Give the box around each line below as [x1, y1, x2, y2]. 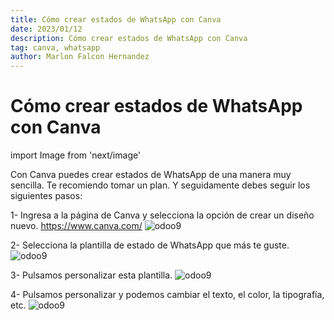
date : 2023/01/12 [10, 24, 83, 34]
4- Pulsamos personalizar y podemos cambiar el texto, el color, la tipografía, [10, 289, 325, 301]
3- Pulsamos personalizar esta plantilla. [10, 269, 173, 281]
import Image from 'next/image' [10, 149, 142, 161]
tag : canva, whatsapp [10, 42, 101, 53]
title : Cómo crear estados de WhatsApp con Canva [10, 14, 222, 25]
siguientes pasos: [10, 190, 83, 202]
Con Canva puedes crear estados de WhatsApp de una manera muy [10, 169, 292, 181]
